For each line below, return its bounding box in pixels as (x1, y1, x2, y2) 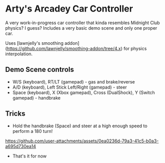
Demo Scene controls (5, 65, 74, 74)
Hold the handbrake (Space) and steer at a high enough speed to (12, 123, 147, 129)
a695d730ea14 (5, 143, 36, 149)
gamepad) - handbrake (12, 95, 61, 101)
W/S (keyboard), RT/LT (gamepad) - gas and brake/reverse (12, 78, 135, 85)
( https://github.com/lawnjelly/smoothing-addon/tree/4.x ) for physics (5, 45, 147, 51)
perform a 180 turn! (12, 128, 53, 134)
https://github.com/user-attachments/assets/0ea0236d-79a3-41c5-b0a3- (5, 138, 159, 144)
